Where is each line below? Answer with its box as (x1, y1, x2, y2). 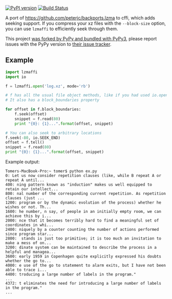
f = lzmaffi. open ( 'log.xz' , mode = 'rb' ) (5, 84, 91, 89)
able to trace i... (5, 267, 47, 273)
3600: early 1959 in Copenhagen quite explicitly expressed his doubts (5, 254, 161, 259)
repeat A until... (5, 177, 45, 183)
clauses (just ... (5, 195, 45, 201)
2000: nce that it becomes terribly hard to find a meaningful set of (5, 218, 159, 223)
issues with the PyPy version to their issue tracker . (5, 41, 112, 47)
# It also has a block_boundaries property (5, 97, 100, 103)
